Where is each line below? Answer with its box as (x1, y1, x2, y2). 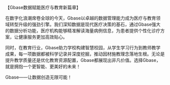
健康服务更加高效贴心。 (18, 34, 67, 40)
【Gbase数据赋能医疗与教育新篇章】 (5, 5, 81, 10)
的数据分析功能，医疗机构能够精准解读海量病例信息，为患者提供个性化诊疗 (5, 28, 160, 34)
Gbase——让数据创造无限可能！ (5, 74, 72, 80)
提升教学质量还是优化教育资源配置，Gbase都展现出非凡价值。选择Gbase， (5, 57, 161, 63)
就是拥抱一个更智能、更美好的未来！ (5, 63, 81, 69)
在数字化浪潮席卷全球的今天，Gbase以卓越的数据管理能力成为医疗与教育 (5, 15, 156, 21)
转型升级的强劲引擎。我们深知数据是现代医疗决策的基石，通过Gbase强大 (9, 22, 161, 27)
